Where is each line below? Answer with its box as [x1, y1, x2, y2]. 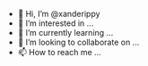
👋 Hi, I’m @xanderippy [17, 9, 100, 19]
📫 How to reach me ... [17, 47, 101, 57]
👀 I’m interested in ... [17, 18, 94, 29]
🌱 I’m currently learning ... [17, 28, 114, 37]
